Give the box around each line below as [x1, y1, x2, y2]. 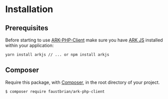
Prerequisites [5, 24, 48, 32]
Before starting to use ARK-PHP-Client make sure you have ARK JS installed [5, 37, 163, 43]
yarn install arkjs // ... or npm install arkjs [5, 52, 109, 57]
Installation [5, 4, 53, 15]
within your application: [5, 42, 54, 48]
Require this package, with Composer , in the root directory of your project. [5, 79, 160, 85]
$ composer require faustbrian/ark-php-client [5, 89, 105, 94]
